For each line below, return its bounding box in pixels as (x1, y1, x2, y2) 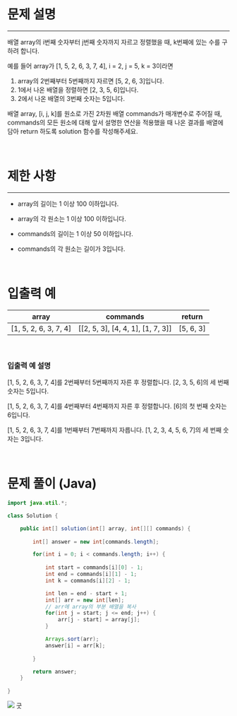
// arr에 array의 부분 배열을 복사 (44, 603, 136, 610)
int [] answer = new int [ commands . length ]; (32, 538, 159, 545)
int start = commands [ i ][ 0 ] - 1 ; (44, 564, 143, 571)
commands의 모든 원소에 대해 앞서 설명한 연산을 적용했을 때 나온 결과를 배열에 (7, 118, 224, 127)
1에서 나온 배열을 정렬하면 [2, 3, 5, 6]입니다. (17, 86, 139, 94)
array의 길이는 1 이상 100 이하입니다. (17, 199, 119, 208)
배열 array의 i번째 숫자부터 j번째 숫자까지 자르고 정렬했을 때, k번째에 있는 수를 (7, 37, 221, 46)
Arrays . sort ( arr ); (44, 635, 99, 643)
